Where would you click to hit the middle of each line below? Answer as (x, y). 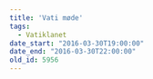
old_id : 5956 (34, 60)
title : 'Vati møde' (46, 18)
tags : (20, 26)
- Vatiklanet (42, 35)
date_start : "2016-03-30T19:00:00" (77, 43)
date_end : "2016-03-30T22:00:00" (73, 52)
